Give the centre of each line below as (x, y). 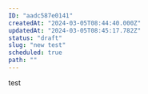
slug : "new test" (37, 45)
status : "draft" (35, 38)
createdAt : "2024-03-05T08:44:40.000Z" (75, 23)
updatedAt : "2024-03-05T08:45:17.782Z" (75, 30)
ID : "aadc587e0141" (41, 16)
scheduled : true (35, 53)
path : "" (23, 61)
